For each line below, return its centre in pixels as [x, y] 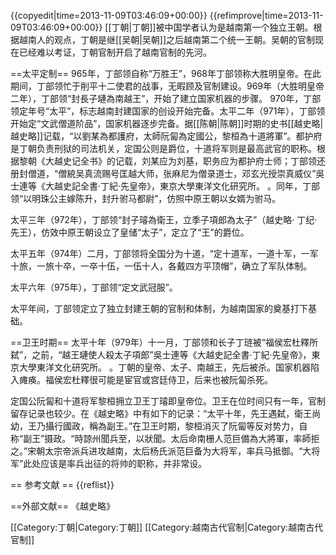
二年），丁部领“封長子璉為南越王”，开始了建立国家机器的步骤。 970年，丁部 [166, 98]
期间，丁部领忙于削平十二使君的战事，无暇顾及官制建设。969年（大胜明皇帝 [167, 86]
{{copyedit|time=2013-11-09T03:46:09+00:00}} [109, 15]
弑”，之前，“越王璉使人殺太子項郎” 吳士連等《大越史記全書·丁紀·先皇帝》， [161, 354]
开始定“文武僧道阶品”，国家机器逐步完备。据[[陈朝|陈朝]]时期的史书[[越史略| [167, 123]
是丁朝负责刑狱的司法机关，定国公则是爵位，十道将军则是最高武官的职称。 [163, 148]
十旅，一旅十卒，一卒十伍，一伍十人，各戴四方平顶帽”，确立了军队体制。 [161, 266]
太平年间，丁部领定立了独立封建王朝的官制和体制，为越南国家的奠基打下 [159, 308]
